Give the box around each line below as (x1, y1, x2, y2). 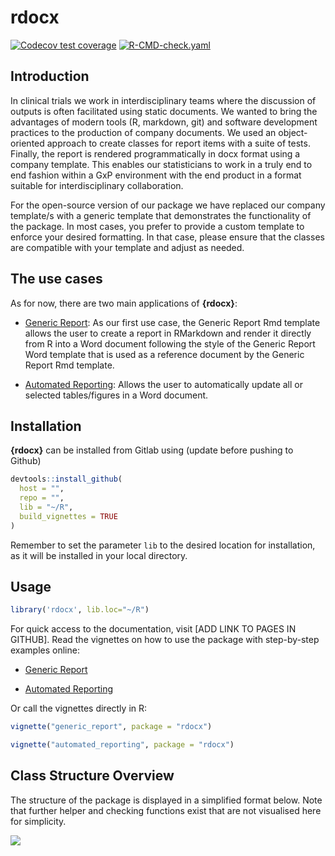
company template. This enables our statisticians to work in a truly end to (10, 158, 313, 170)
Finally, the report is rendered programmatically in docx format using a (10, 147, 301, 160)
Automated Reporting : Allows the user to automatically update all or (24, 378, 303, 390)
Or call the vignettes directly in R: (10, 702, 148, 715)
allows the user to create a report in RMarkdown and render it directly (24, 327, 312, 339)
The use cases (10, 271, 103, 288)
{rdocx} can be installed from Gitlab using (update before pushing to (10, 444, 294, 456)
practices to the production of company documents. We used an (10, 126, 277, 138)
